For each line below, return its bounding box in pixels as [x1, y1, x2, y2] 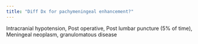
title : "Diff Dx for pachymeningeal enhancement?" [6, 8, 134, 15]
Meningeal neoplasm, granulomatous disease [6, 31, 117, 38]
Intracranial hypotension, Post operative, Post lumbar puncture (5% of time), [6, 25, 193, 32]
